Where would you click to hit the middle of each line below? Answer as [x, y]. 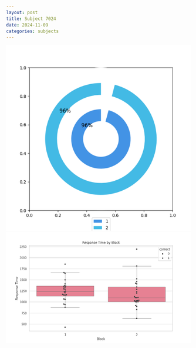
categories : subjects [33, 31]
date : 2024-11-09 [27, 25]
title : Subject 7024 [31, 19]
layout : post [22, 12]
